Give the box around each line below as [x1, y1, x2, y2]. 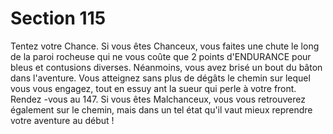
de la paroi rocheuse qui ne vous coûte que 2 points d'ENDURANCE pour [10, 50, 312, 62]
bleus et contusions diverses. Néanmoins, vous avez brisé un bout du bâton [10, 61, 323, 73]
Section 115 [10, 7, 107, 30]
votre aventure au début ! [10, 114, 115, 126]
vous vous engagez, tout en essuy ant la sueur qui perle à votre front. [10, 82, 297, 94]
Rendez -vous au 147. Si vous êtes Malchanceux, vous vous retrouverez [10, 93, 306, 105]
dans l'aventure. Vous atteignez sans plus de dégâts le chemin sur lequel [10, 72, 311, 84]
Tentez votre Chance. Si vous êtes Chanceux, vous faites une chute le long [10, 40, 320, 52]
